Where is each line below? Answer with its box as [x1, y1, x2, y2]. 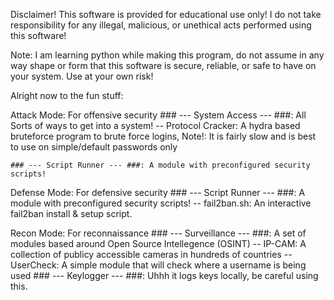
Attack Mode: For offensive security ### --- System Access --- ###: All [10, 109, 307, 121]
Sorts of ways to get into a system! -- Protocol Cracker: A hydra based [10, 120, 301, 131]
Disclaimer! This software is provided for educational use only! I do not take [10, 9, 322, 20]
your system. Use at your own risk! [10, 70, 154, 82]
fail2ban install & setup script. [10, 208, 133, 219]
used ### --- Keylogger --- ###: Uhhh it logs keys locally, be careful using [10, 270, 319, 281]
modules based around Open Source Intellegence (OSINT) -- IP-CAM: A [10, 238, 307, 249]
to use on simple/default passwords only [10, 141, 178, 153]
